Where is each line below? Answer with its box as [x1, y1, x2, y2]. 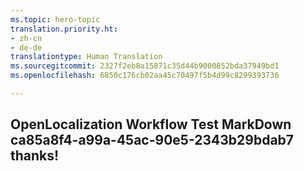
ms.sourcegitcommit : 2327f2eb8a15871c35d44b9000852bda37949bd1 [10, 61, 280, 71]
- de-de [10, 42, 43, 53]
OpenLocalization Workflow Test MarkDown [10, 116, 292, 133]
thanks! [10, 147, 60, 165]
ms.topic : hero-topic [10, 14, 101, 25]
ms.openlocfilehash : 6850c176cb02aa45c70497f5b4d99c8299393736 [10, 71, 280, 81]
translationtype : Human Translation [10, 52, 163, 62]
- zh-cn [10, 33, 43, 43]
